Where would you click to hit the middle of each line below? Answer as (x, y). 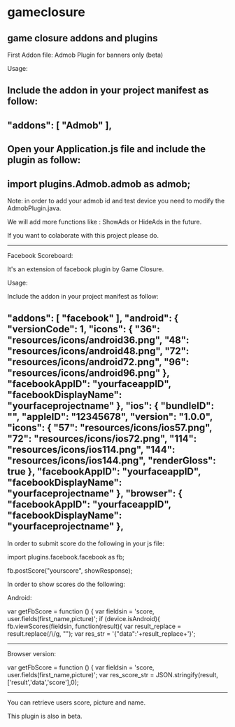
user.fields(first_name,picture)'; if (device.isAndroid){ (84, 618)
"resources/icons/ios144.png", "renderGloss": (112, 461)
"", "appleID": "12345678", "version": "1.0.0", (110, 417)
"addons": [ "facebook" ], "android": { (93, 319)
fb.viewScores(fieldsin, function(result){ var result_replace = (94, 626)
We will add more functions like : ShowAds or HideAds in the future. (105, 222)
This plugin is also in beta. (45, 716)
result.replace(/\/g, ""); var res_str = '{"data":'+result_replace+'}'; (101, 633)
